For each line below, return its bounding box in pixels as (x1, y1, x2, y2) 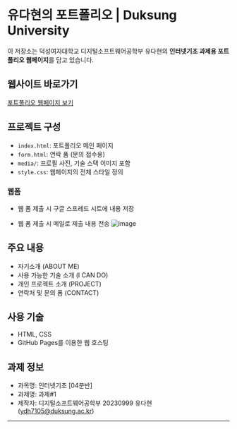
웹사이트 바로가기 (7, 78, 78, 90)
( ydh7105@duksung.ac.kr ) (17, 407, 95, 416)
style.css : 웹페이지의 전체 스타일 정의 (17, 167, 123, 176)
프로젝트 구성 (7, 121, 61, 133)
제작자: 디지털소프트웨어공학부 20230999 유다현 (17, 399, 153, 407)
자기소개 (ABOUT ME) (17, 262, 80, 270)
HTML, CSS (17, 330, 51, 339)
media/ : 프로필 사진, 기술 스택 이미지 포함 (17, 159, 130, 167)
